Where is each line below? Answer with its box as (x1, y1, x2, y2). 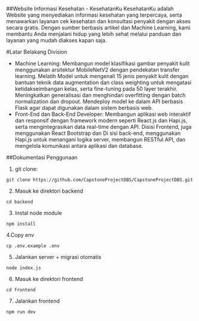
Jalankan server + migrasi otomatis (14, 254, 101, 260)
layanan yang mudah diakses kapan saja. (6, 37, 107, 44)
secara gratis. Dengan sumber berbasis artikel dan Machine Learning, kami (6, 24, 191, 31)
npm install (6, 221, 36, 227)
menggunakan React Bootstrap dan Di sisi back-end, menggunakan (14, 129, 181, 137)
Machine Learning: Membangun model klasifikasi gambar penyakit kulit (14, 60, 190, 67)
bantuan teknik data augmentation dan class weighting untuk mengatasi (14, 79, 192, 86)
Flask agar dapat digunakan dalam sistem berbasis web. (14, 104, 153, 111)
